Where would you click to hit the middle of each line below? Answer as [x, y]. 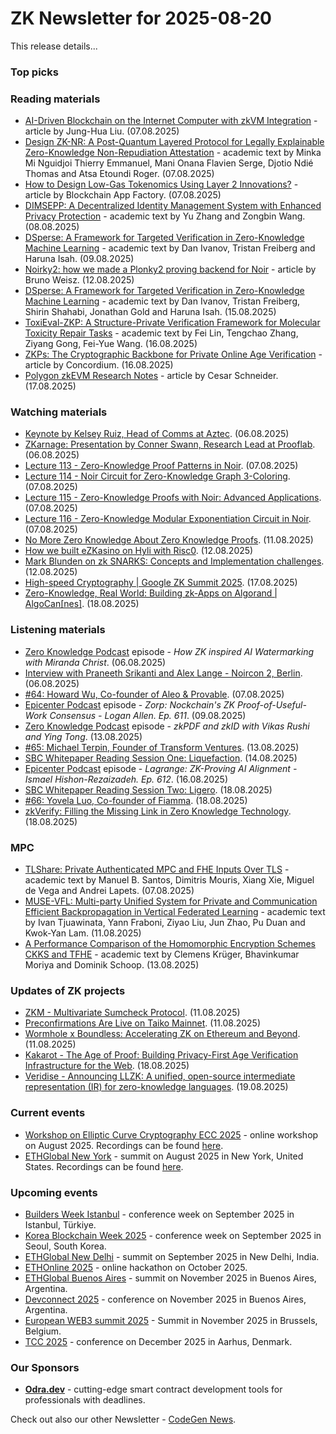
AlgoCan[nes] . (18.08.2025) [82, 604]
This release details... [54, 46]
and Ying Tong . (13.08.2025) [83, 736]
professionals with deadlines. [85, 1400]
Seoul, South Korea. [65, 1246]
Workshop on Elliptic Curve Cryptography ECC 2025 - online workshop [171, 1134]
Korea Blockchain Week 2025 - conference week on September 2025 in [173, 1235]
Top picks [34, 72]
